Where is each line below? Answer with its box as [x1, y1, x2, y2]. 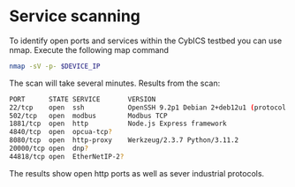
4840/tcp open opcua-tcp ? [9, 128, 113, 137]
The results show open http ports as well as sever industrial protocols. [9, 168, 265, 178]
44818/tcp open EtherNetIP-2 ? [9, 152, 125, 161]
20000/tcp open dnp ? [9, 144, 89, 153]
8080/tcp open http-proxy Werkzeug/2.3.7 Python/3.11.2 [9, 136, 239, 145]
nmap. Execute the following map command [9, 44, 170, 55]
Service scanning [9, 6, 141, 26]
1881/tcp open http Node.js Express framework [9, 119, 227, 129]
